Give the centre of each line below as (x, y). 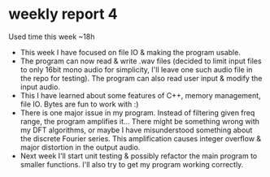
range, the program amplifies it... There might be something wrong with (140, 121)
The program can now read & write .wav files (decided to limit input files (141, 61)
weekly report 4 (63, 14)
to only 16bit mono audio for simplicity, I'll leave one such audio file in (136, 69)
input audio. (40, 87)
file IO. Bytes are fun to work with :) (79, 104)
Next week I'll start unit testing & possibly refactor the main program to (139, 156)
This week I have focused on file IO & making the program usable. (131, 52)
